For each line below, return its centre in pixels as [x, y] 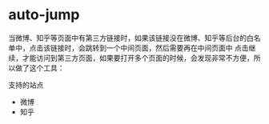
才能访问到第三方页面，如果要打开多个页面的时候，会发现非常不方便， [138, 58]
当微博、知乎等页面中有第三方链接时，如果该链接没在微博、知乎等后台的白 [131, 38]
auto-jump [44, 15]
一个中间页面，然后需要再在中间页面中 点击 [177, 48]
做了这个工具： [40, 68]
